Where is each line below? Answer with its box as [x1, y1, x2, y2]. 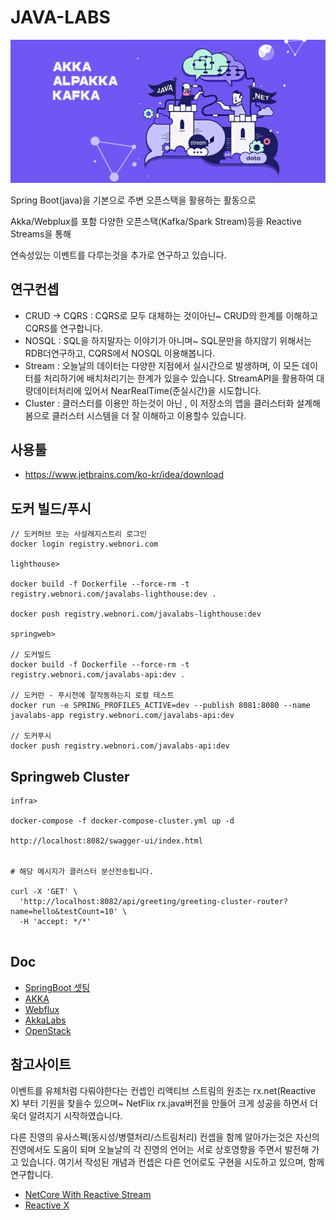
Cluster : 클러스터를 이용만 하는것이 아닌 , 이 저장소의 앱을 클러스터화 [24, 397, 295, 409]
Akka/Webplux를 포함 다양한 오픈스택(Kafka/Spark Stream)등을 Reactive [10, 215, 302, 227]
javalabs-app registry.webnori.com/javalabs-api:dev [10, 711, 235, 721]
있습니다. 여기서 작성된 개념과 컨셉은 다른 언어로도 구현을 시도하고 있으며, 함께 [20, 1156, 325, 1168]
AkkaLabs [24, 1014, 67, 1026]
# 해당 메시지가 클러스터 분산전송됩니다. [10, 867, 154, 877]
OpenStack [24, 1024, 72, 1036]
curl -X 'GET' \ [10, 887, 78, 897]
